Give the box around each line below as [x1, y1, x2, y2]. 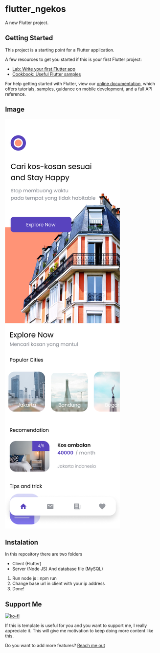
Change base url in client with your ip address [12, 580, 105, 587]
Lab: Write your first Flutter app [12, 66, 76, 72]
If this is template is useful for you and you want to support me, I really [5, 623, 147, 628]
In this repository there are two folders [5, 551, 83, 557]
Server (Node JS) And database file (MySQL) [12, 566, 104, 572]
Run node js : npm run [12, 575, 57, 581]
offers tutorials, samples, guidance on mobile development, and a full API [5, 86, 153, 92]
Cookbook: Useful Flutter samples [12, 71, 81, 77]
